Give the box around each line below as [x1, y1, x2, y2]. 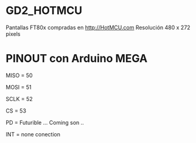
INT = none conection [5, 130, 60, 138]
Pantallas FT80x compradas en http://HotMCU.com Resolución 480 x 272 [5, 24, 191, 31]
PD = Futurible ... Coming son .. [5, 119, 85, 126]
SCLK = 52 [5, 95, 33, 102]
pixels [5, 30, 21, 37]
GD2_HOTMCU [5, 4, 83, 18]
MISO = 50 [5, 71, 33, 79]
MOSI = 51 [5, 83, 32, 91]
